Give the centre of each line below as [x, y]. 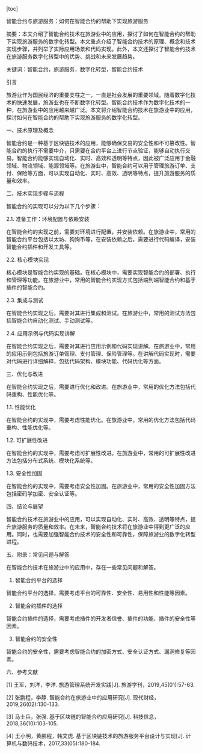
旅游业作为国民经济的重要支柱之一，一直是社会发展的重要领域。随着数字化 [98, 95]
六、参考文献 [22, 672]
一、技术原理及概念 [30, 130]
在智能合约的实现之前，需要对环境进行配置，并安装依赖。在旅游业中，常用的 [101, 232]
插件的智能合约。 [27, 287]
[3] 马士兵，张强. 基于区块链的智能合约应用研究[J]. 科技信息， [83, 717]
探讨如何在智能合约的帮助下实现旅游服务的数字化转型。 [75, 117]
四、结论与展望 [25, 506]
